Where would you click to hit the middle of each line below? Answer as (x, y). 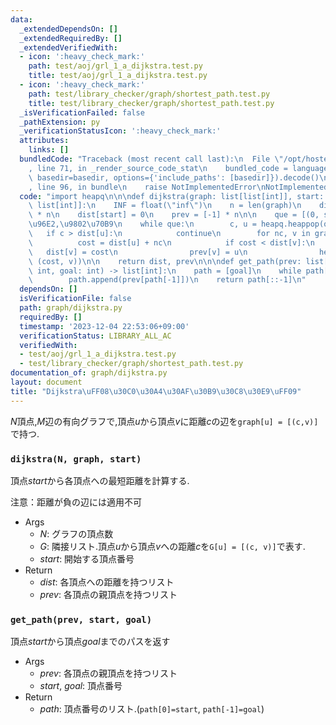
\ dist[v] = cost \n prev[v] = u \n (138, 252)
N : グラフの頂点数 (76, 533)
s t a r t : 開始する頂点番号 (87, 558)
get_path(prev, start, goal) (81, 619)
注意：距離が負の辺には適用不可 (76, 502)
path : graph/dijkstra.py (71, 308)
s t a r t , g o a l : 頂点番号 (81, 686)
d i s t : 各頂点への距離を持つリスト (107, 582)
